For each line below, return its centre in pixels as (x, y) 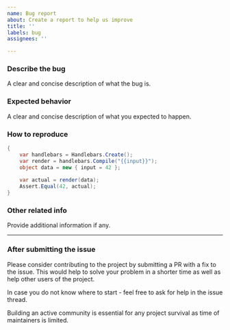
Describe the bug (37, 69)
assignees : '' (27, 39)
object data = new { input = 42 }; (70, 167)
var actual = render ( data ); (59, 180)
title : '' (21, 26)
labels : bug (24, 33)
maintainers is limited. (38, 320)
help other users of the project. (51, 279)
